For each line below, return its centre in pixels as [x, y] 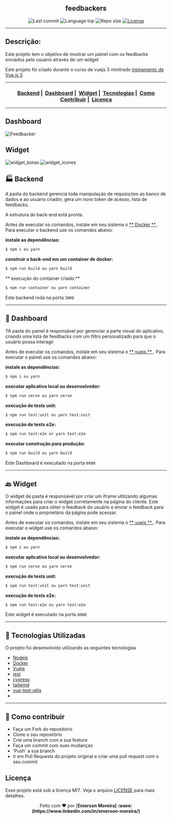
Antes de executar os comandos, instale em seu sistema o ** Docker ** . [82, 224]
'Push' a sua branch [34, 751]
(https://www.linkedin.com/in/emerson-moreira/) [86, 811]
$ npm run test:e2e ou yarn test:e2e [46, 605]
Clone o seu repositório [37, 734]
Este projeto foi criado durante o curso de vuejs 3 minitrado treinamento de [84, 69]
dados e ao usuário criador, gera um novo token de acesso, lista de [76, 199]
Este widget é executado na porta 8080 [46, 615]
